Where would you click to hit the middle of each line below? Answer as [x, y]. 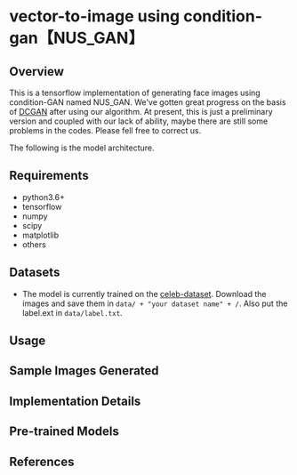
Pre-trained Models [64, 432]
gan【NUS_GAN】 [77, 38]
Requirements [49, 176]
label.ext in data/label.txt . [72, 312]
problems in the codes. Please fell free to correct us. [105, 130]
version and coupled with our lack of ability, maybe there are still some [139, 121]
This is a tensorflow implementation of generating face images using [135, 93]
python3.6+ [43, 197]
